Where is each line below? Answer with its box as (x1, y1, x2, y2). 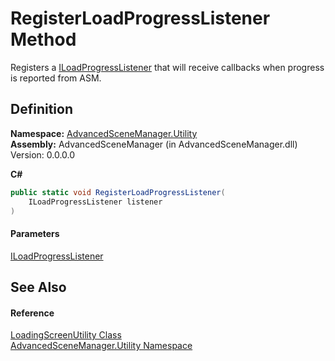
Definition (10, 101, 73, 118)
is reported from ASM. (10, 72, 102, 84)
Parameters (10, 227, 60, 239)
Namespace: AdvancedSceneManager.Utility (10, 127, 198, 139)
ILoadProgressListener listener (28, 197, 163, 207)
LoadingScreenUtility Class (10, 329, 122, 341)
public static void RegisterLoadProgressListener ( (10, 187, 226, 197)
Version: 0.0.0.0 (10, 148, 76, 161)
